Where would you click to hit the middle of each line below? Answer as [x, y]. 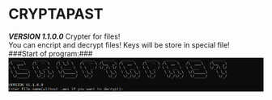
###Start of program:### [51, 53]
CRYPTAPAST [56, 14]
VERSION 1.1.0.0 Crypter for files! [64, 36]
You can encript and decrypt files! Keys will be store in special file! [119, 44]
